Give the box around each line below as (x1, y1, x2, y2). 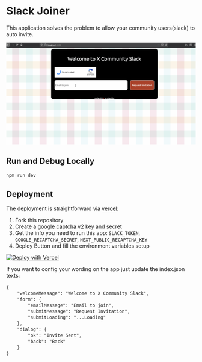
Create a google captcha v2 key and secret (14, 223, 122, 230)
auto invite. (6, 30, 34, 37)
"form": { (17, 296, 42, 302)
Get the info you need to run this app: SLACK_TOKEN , (14, 229, 140, 237)
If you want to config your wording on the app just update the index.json (6, 266, 185, 273)
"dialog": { (17, 326, 47, 332)
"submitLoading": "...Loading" (28, 314, 106, 320)
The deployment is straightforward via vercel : (6, 205, 119, 212)
